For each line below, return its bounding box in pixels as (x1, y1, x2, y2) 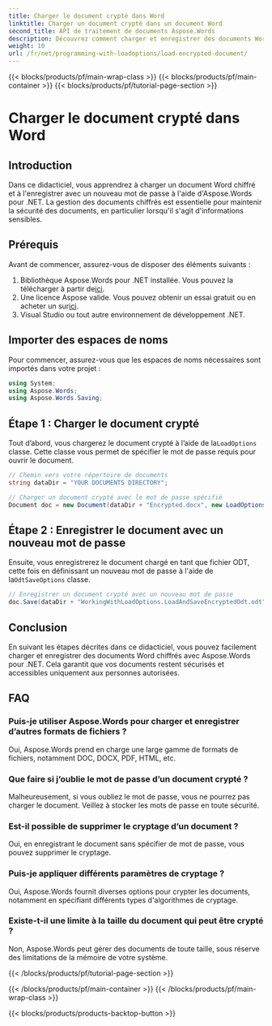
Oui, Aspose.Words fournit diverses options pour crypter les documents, (8, 886, 251, 896)
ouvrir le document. (8, 455, 74, 465)
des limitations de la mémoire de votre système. (8, 952, 168, 962)
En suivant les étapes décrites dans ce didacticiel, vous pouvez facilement (8, 642, 257, 652)
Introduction (8, 158, 73, 172)
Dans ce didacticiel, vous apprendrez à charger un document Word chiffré (8, 180, 256, 189)
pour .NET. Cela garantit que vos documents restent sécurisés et (8, 659, 225, 669)
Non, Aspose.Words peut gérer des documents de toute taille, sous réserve (8, 943, 261, 954)
